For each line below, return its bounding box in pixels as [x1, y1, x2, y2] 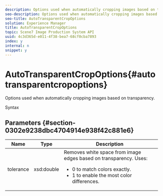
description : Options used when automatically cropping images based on [5, 7, 155, 12]
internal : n [5, 43, 29, 48]
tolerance [7, 166, 29, 173]
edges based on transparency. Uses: [64, 155, 148, 162]
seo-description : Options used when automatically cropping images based [5, 12, 158, 17]
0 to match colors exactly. [72, 166, 131, 173]
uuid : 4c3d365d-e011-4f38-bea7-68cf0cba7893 [5, 35, 97, 39]
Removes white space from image [64, 149, 142, 156]
